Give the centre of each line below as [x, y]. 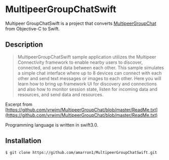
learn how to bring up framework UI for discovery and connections [87, 84]
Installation [23, 141]
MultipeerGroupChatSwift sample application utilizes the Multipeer [87, 57]
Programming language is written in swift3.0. [52, 125]
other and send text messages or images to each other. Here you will [89, 78]
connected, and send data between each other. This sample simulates [91, 67]
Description [24, 45]
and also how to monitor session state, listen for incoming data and [88, 89]
